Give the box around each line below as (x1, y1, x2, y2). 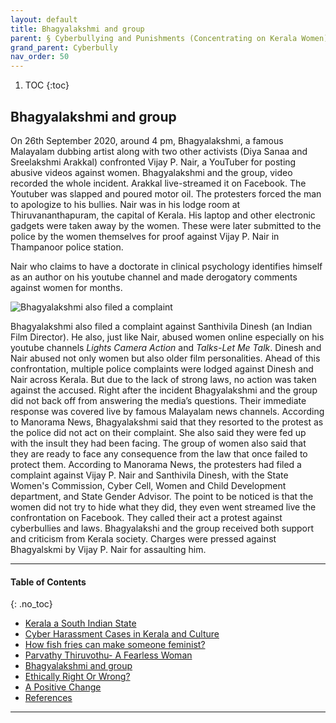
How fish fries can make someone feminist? (24, 639, 206, 651)
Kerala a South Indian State (24, 617, 137, 630)
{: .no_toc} (10, 598, 53, 610)
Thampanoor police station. (10, 241, 124, 253)
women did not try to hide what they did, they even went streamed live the (10, 501, 317, 513)
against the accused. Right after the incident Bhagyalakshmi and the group (10, 384, 318, 396)
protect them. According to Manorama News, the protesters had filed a (10, 458, 302, 470)
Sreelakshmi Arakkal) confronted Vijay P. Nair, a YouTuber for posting (10, 156, 297, 168)
